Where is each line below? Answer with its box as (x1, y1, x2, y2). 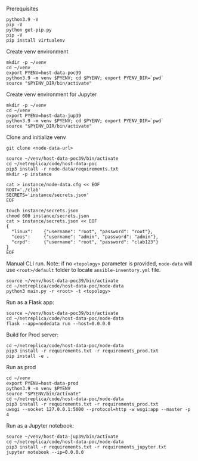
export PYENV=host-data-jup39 (6, 113, 82, 119)
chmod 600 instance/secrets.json (6, 213, 89, 219)
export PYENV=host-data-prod (6, 380, 79, 386)
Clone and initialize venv (6, 134, 67, 141)
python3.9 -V (6, 17, 39, 23)
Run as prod (6, 364, 36, 370)
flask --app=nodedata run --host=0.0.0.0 (6, 321, 111, 327)
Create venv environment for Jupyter (6, 91, 97, 98)
